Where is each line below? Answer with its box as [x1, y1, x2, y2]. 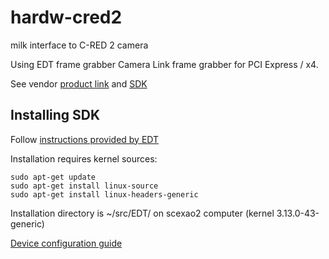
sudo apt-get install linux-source [10, 181, 159, 191]
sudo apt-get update [10, 172, 97, 182]
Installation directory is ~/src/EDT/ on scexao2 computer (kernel [10, 207, 275, 219]
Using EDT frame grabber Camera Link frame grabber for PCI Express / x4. [10, 58, 319, 70]
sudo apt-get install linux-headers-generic [10, 189, 199, 200]
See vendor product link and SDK [10, 77, 148, 90]
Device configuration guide [10, 237, 123, 249]
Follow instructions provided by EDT [10, 133, 160, 145]
